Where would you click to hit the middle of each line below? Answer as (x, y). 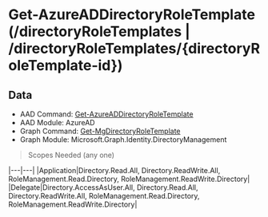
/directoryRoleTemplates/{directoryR (134, 49)
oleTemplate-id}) (66, 66)
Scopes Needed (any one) (71, 155)
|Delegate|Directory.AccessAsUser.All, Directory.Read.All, (103, 187)
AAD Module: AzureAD (57, 122)
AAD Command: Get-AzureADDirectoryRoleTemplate (106, 114)
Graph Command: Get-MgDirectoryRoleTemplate (100, 131)
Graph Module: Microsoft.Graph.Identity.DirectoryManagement (123, 140)
